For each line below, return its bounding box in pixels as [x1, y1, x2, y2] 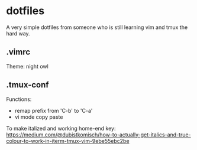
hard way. [6, 30, 31, 37]
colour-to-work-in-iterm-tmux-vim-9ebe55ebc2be [6, 137, 130, 144]
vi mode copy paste [14, 113, 63, 120]
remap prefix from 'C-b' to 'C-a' [14, 107, 93, 114]
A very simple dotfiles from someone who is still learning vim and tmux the [6, 24, 188, 31]
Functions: [6, 96, 32, 103]
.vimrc [6, 47, 31, 57]
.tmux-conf [6, 80, 49, 90]
